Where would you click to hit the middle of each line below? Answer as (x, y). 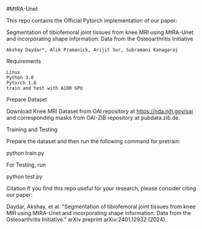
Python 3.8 (20, 78)
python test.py (24, 176)
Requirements (24, 61)
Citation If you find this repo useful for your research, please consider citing (101, 188)
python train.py (25, 153)
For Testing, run (26, 165)
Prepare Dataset (27, 99)
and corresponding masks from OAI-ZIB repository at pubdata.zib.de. (93, 118)
